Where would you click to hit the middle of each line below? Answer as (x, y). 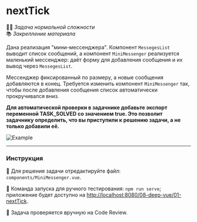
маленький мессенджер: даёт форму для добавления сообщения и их (94, 59)
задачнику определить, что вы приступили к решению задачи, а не (94, 120)
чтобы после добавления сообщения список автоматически (82, 90)
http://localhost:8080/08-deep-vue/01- (134, 195)
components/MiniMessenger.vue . (44, 177)
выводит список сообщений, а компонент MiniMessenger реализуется (93, 53)
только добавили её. (33, 126)
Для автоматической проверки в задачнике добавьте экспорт (87, 107)
